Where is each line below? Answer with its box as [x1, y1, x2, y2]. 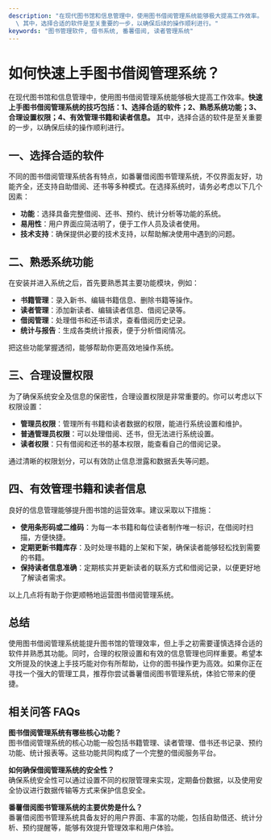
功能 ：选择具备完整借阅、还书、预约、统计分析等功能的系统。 [19, 209, 226, 219]
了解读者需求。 [19, 573, 70, 582]
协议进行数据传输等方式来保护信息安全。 [15, 785, 150, 796]
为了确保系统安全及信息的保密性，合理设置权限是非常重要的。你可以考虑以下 [8, 391, 263, 401]
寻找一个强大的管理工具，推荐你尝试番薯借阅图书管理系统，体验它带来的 [8, 669, 248, 678]
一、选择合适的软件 [8, 149, 104, 162]
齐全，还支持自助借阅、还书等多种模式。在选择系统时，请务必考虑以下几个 [15, 182, 263, 191]
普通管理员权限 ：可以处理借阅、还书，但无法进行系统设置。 [19, 429, 219, 439]
